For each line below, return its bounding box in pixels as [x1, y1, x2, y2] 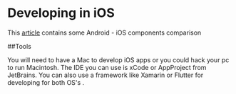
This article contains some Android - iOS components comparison [7, 28, 202, 37]
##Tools [7, 42, 32, 50]
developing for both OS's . [7, 78, 85, 86]
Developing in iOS [7, 5, 116, 21]
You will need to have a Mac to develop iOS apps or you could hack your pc [7, 55, 230, 64]
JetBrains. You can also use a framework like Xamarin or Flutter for [7, 71, 204, 79]
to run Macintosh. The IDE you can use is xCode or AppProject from [7, 63, 207, 71]
